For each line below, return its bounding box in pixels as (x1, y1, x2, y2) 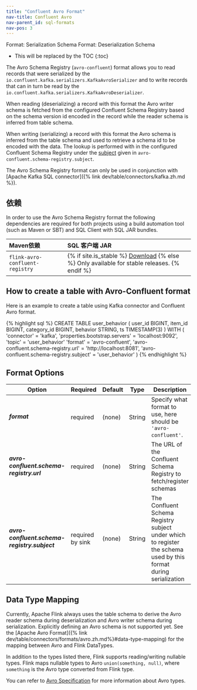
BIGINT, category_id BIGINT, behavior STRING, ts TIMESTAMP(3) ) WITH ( (6, 326, 185, 333)
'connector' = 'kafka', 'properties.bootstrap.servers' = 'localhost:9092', (6, 332, 178, 339)
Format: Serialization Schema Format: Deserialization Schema (6, 41, 155, 48)
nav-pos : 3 (6, 25, 33, 31)
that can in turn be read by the (6, 83, 80, 90)
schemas (151, 484, 176, 492)
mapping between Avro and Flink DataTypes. (6, 642, 114, 649)
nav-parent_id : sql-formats (6, 19, 75, 25)
